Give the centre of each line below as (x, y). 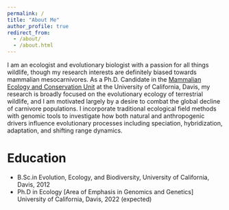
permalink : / (26, 13)
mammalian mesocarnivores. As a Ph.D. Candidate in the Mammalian (104, 79)
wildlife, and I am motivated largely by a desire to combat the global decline (114, 101)
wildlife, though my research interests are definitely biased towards (102, 72)
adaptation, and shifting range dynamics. (65, 130)
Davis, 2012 (33, 184)
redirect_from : (29, 33)
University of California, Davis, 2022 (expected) (84, 199)
